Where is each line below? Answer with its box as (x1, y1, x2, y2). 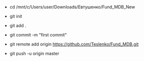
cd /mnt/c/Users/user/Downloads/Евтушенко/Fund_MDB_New (9, 4, 135, 10)
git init (9, 13, 22, 19)
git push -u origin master (9, 50, 60, 56)
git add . (9, 23, 27, 28)
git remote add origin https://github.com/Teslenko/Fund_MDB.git (9, 41, 139, 47)
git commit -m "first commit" (9, 32, 67, 37)
